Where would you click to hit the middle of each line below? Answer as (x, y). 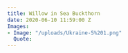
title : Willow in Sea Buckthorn (54, 13)
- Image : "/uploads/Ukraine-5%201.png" (65, 33)
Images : (18, 26)
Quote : (23, 39)
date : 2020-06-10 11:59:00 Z (49, 20)
